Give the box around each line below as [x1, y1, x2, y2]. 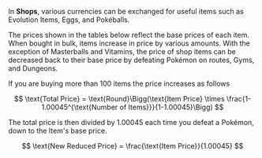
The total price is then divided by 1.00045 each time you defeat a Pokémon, [8, 118, 254, 127]
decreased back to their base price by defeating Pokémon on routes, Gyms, [8, 55, 255, 64]
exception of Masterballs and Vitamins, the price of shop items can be [8, 47, 237, 56]
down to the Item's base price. [8, 126, 108, 135]
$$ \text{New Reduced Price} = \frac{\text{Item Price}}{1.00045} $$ [21, 141, 244, 150]
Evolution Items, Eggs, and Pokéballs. [8, 15, 130, 24]
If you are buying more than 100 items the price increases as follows [8, 79, 230, 88]
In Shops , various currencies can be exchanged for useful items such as [8, 7, 245, 16]
